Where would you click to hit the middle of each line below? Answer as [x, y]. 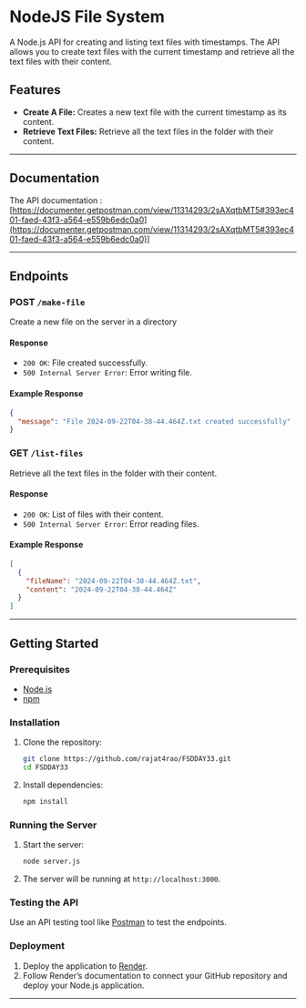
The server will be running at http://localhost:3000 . [122, 879]
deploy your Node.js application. [83, 985]
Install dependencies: [63, 785]
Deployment [37, 946]
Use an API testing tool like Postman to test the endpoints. [118, 922]
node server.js [51, 862]
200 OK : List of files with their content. [93, 514]
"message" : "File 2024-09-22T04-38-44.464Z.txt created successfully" [154, 421]
